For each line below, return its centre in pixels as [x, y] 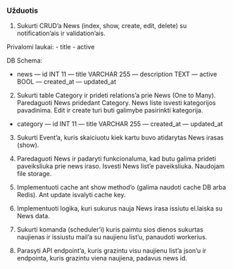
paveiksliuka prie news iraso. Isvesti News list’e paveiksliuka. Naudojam [121, 166]
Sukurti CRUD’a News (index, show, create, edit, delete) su [102, 26]
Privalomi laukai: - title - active [51, 47]
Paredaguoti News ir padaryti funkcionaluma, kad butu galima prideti [116, 159]
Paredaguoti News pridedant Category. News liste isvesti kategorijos [116, 103]
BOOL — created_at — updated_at [67, 82]
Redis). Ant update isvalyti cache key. [71, 195]
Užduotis [23, 11]
